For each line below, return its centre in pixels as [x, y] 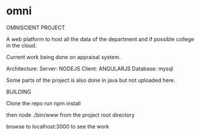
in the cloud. [22, 45]
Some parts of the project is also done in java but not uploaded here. [91, 80]
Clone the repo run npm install [43, 103]
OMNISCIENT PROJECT [36, 27]
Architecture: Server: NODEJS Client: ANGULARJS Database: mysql [90, 68]
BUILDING [19, 91]
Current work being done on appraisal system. [63, 57]
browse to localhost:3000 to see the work [58, 126]
